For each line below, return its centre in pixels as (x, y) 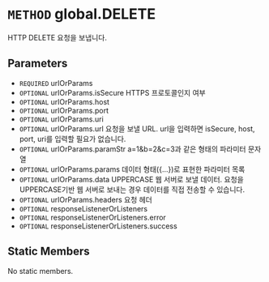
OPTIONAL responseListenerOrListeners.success (98, 226)
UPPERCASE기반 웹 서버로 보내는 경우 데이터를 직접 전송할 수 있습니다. (132, 189)
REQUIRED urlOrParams (56, 83)
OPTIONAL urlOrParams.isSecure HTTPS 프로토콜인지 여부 (112, 92)
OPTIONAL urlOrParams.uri (62, 119)
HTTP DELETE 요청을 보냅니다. (57, 37)
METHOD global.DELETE (81, 14)
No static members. (41, 271)
